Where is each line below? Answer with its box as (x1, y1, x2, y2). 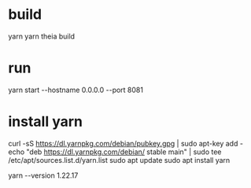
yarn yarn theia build (8, 31, 76, 41)
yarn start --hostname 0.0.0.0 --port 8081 (8, 85, 144, 94)
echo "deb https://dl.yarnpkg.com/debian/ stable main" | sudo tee (8, 147, 222, 157)
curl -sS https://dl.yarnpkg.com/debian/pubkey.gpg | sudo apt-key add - (8, 138, 244, 148)
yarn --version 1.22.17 (8, 171, 79, 180)
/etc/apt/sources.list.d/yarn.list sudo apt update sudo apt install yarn (8, 155, 231, 164)
